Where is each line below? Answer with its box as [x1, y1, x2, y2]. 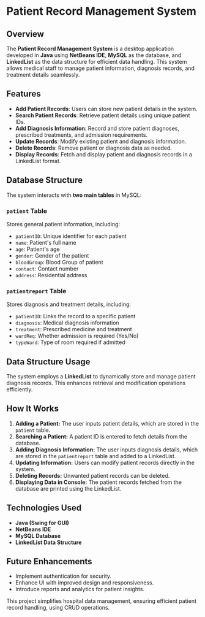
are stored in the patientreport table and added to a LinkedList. [15, 452, 176, 459]
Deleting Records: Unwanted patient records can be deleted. [15, 472, 170, 479]
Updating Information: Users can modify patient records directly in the [15, 459, 195, 466]
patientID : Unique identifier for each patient [15, 232, 127, 240]
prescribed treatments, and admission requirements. [15, 131, 148, 139]
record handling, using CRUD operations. [6, 604, 110, 611]
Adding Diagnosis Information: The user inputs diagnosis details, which [15, 446, 198, 453]
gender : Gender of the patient [15, 251, 89, 259]
